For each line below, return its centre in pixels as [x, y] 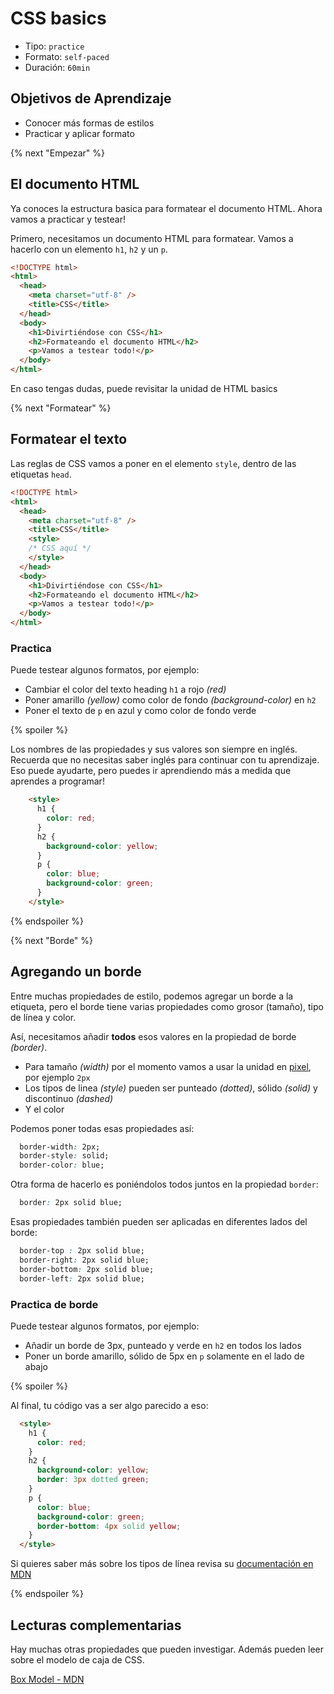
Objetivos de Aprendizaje [91, 98]
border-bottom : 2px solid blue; [87, 1269]
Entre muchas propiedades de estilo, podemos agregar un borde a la [152, 996]
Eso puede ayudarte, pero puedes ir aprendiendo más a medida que [151, 771]
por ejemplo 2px [57, 1077]
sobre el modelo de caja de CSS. [77, 1659]
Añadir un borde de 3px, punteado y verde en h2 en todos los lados [163, 1345]
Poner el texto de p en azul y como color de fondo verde [140, 711]
